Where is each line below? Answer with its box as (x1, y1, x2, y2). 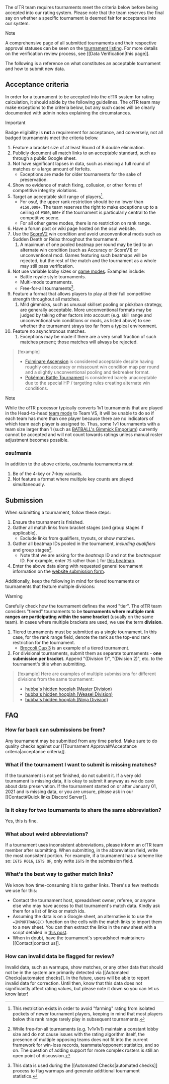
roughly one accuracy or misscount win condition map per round (25, 364, 159, 370)
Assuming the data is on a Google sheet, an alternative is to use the (12, 913, 152, 919)
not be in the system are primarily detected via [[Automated (5, 970, 129, 976)
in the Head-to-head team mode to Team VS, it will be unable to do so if (5, 410, 154, 416)
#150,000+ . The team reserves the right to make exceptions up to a (20, 204, 158, 210)
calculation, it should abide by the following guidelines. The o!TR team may (5, 99, 160, 105)
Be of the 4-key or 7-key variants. (12, 471, 83, 477)
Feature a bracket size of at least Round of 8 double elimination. (12, 144, 145, 150)
